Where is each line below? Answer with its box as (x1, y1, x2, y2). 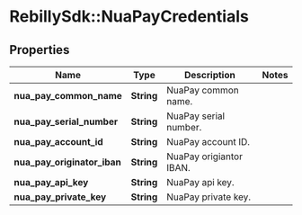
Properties (9, 42, 70, 58)
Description (183, 69, 235, 81)
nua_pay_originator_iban (13, 156, 121, 168)
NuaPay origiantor (165, 150, 243, 163)
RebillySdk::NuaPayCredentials (9, 6, 249, 27)
